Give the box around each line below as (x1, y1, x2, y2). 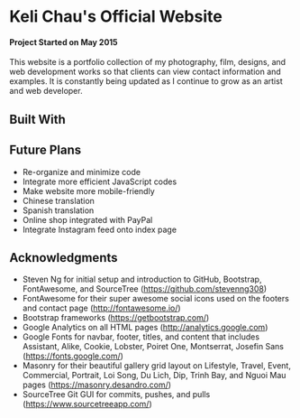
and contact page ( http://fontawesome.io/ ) (22, 302, 182, 313)
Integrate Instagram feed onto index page (22, 224, 177, 235)
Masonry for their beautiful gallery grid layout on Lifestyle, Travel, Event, (22, 360, 291, 371)
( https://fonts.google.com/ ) (22, 350, 124, 362)
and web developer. (9, 86, 83, 97)
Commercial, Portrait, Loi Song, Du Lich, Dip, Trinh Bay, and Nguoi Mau (22, 370, 286, 381)
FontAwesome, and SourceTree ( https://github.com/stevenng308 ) (22, 283, 268, 294)
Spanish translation (22, 205, 95, 216)
